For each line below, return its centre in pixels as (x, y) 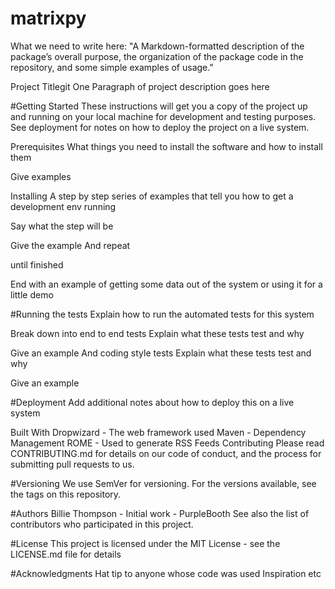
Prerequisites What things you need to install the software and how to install (166, 146)
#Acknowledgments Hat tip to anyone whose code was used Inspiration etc (166, 573)
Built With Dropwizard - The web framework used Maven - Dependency (158, 432)
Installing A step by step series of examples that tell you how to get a (152, 196)
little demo (32, 294)
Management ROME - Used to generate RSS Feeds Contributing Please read (167, 443)
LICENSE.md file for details (66, 554)
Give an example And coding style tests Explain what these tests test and (161, 353)
